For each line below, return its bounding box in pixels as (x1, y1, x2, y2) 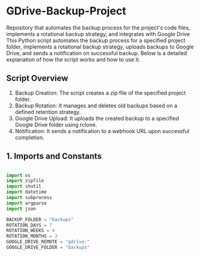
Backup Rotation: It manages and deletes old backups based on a (14, 102, 178, 109)
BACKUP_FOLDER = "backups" (6, 216, 74, 222)
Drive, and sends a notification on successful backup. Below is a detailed (6, 49, 187, 56)
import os (6, 172, 31, 178)
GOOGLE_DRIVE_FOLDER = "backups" (6, 245, 90, 251)
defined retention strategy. (14, 108, 81, 115)
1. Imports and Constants (6, 151, 102, 161)
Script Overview (6, 73, 68, 83)
